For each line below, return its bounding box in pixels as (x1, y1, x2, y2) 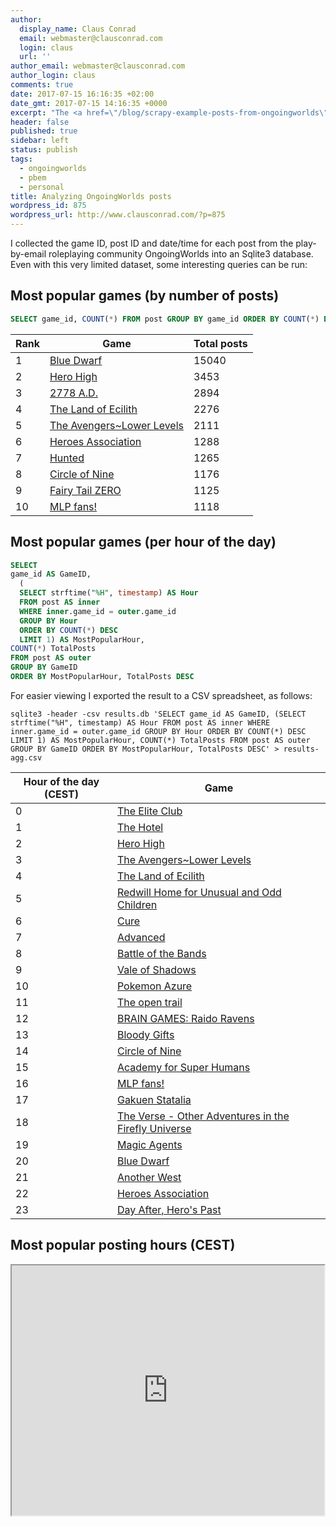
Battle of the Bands (116, 946, 207, 960)
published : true (10, 126, 78, 136)
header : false (10, 117, 70, 127)
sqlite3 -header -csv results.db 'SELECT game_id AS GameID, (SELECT (10, 709, 307, 719)
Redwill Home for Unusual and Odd (116, 885, 282, 899)
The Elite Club (116, 804, 183, 818)
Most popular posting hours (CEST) (10, 1237, 236, 1254)
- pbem (19, 172, 47, 183)
